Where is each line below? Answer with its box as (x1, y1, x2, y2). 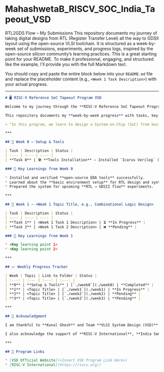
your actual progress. (5, 81, 48, 87)
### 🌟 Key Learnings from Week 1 (5, 233, 73, 238)
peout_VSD (5, 14, 51, 25)
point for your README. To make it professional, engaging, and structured (5, 56, 154, 62)
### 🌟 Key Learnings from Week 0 (5, 166, 73, 171)
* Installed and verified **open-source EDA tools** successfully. (5, 175, 145, 180)
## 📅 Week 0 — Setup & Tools (5, 140, 64, 145)
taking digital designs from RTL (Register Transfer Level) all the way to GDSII (5, 35, 159, 41)
